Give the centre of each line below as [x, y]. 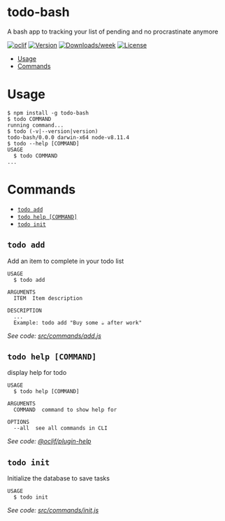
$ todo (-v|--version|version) [53, 131]
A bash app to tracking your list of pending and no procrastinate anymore [113, 31]
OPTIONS [19, 422]
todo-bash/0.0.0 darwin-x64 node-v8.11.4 [68, 137]
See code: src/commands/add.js [54, 336]
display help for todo [37, 373]
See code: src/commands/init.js [53, 511]
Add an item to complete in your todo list [66, 261]
